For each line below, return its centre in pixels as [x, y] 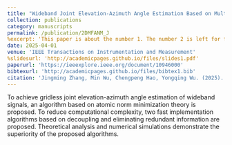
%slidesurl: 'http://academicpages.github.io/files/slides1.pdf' [103, 59]
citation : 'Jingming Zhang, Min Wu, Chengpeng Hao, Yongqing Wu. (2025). [116, 78]
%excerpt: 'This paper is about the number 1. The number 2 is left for [114, 39]
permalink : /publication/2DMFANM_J [58, 33]
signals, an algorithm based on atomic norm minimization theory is [101, 105]
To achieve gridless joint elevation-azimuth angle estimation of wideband [111, 97]
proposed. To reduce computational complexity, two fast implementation [110, 112]
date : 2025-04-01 [32, 46]
